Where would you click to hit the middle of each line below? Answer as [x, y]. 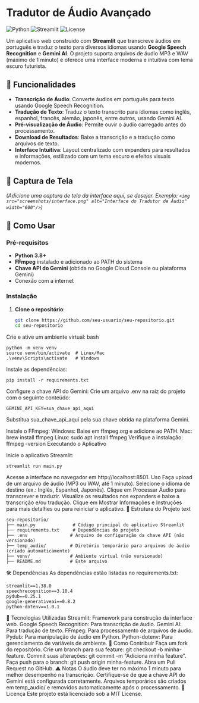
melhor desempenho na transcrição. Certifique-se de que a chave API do [96, 675]
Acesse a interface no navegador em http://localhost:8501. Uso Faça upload [99, 477]
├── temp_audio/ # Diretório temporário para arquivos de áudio [98, 546]
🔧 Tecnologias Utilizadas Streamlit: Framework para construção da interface [99, 618]
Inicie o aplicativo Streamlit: [40, 455]
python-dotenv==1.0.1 [33, 607]
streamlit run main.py [34, 466]
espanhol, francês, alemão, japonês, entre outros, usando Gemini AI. [99, 118]
